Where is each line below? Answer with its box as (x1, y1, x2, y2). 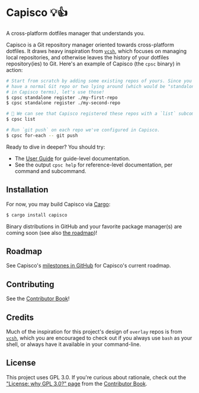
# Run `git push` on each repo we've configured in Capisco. (6, 127, 161, 133)
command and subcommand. (14, 167, 86, 174)
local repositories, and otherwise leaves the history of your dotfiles (6, 54, 169, 61)
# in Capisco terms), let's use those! (6, 89, 105, 95)
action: (6, 66, 23, 73)
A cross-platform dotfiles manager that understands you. (6, 29, 145, 37)
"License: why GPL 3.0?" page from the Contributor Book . (6, 380, 147, 387)
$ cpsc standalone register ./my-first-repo (6, 95, 118, 100)
